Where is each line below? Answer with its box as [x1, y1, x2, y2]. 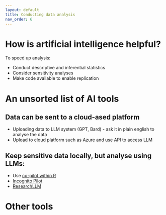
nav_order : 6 [5, 17, 33, 22]
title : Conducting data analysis [5, 12, 75, 17]
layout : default [5, 7, 39, 13]
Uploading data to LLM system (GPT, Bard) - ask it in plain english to [12, 126, 154, 132]
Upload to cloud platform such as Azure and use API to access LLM [12, 137, 152, 143]
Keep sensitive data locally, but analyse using [5, 151, 152, 160]
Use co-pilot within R [12, 173, 56, 179]
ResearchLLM [12, 183, 42, 189]
